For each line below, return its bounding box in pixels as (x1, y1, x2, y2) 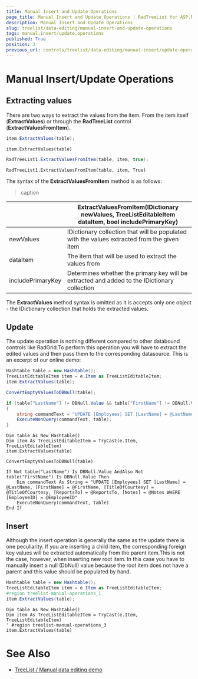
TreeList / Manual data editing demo (14, 666, 103, 673)
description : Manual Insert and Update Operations (6, 19, 133, 25)
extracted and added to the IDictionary (67, 276, 174, 284)
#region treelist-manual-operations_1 (6, 591, 101, 596)
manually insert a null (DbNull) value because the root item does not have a (6, 562, 189, 569)
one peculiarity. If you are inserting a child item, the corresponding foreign (6, 543, 187, 550)
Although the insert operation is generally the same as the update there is (6, 537, 184, 543)
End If (6, 505, 22, 511)
